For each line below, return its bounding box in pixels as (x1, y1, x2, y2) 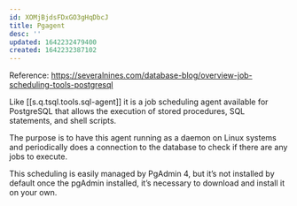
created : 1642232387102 (9, 46, 98, 55)
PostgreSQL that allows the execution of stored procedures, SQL (9, 106, 246, 117)
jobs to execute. (9, 151, 68, 162)
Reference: (9, 70, 50, 80)
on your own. (9, 187, 58, 198)
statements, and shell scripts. (9, 116, 117, 126)
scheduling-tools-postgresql (9, 80, 113, 90)
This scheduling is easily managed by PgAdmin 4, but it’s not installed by (9, 169, 275, 179)
